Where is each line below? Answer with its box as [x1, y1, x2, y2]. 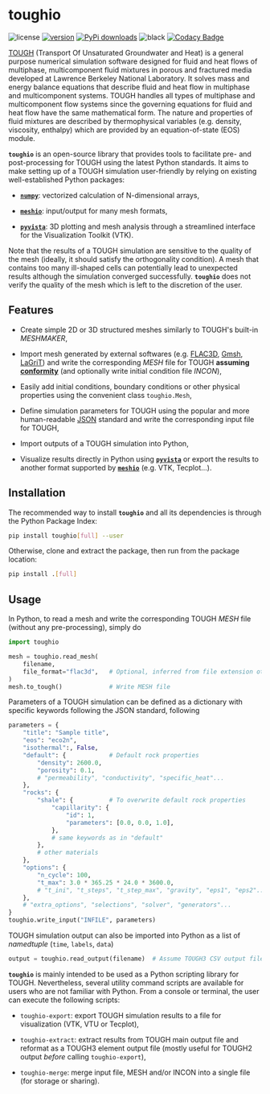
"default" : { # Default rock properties [22, 751, 199, 759]
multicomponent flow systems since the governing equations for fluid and [8, 99, 253, 109]
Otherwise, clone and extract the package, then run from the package [8, 546, 239, 556]
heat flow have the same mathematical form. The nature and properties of [8, 107, 253, 118]
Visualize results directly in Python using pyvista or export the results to [19, 454, 260, 464]
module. [8, 133, 36, 143]
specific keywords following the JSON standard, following [8, 706, 200, 715]
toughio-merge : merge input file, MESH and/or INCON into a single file [19, 1067, 251, 1077]
